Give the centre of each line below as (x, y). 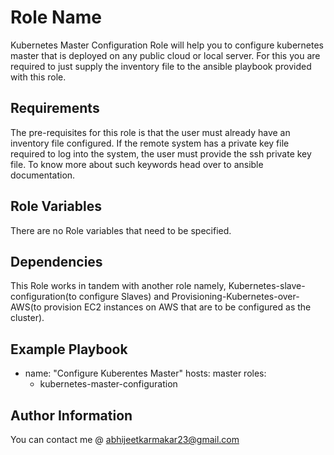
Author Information (71, 415)
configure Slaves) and (124, 297)
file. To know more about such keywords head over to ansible (137, 164)
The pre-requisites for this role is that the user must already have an (150, 132)
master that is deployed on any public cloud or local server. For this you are (165, 55)
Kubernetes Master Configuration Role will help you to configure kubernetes (167, 45)
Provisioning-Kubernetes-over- (235, 297)
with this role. (38, 77)
